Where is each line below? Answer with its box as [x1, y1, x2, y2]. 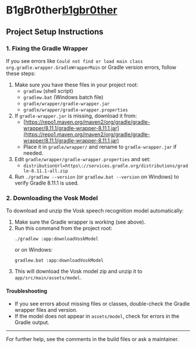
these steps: [6, 69, 36, 76]
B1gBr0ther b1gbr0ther [6, 4, 118, 17]
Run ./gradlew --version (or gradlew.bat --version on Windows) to [14, 173, 179, 180]
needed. [23, 149, 44, 156]
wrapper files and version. [14, 307, 78, 314]
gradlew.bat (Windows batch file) [23, 93, 104, 100]
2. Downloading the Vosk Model [6, 194, 98, 202]
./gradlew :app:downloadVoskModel [14, 236, 99, 242]
